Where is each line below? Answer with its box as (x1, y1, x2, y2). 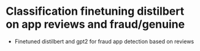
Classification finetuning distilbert (6, 4, 185, 18)
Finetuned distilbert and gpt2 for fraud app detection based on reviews (14, 37, 194, 45)
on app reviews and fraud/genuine (6, 17, 185, 31)
